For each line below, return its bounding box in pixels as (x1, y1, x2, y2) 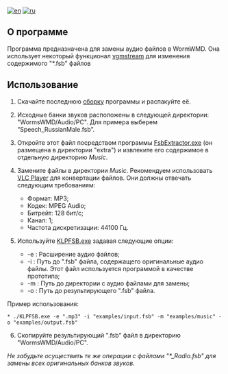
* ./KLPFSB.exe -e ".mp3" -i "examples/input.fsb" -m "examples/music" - (7, 313, 223, 320)
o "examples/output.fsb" (7, 319, 78, 326)
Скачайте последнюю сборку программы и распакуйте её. (16, 97, 192, 106)
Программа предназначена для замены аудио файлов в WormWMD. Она (7, 45, 220, 53)
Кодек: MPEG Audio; (27, 201, 86, 209)
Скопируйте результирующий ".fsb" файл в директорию (16, 331, 181, 339)
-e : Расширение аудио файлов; (27, 250, 120, 258)
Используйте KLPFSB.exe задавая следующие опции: (16, 237, 174, 245)
